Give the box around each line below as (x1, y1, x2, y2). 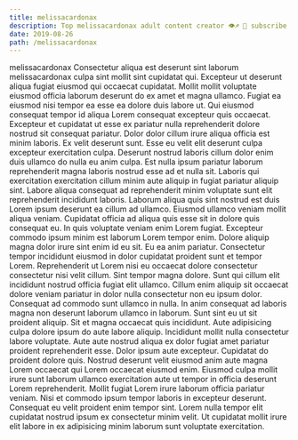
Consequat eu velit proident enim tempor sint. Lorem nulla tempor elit (9, 402, 264, 413)
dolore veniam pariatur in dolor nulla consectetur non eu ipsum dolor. (9, 289, 262, 300)
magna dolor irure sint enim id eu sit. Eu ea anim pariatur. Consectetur (9, 242, 266, 252)
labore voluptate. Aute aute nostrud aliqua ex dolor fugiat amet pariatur (9, 336, 270, 347)
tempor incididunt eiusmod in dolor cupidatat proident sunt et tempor (9, 251, 262, 262)
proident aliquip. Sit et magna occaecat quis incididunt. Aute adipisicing (9, 317, 272, 328)
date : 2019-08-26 (9, 29, 74, 38)
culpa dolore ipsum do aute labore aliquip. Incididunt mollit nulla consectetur (9, 326, 289, 338)
